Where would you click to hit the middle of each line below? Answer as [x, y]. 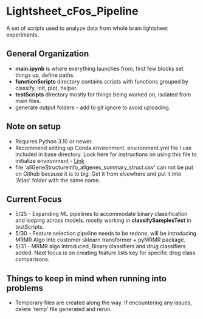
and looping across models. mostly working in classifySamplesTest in [103, 220]
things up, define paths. [45, 75]
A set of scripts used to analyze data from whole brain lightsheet [87, 28]
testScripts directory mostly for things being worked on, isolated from [103, 94]
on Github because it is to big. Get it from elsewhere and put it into [98, 174]
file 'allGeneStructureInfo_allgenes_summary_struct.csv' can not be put [104, 167]
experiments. [23, 34]
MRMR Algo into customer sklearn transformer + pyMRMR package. [100, 240]
